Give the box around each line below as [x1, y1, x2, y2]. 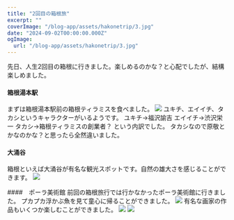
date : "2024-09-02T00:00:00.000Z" [7, 29, 108, 37]
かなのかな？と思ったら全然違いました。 [7, 131, 123, 139]
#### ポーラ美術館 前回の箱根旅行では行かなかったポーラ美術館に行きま [7, 188, 220, 196]
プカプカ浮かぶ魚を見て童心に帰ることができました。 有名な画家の [20, 197, 221, 205]
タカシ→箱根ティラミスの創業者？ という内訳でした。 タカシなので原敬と [15, 122, 226, 130]
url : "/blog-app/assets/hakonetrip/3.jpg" [13, 42, 139, 49]
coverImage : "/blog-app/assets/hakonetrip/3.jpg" [7, 23, 155, 30]
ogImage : [7, 36, 33, 43]
